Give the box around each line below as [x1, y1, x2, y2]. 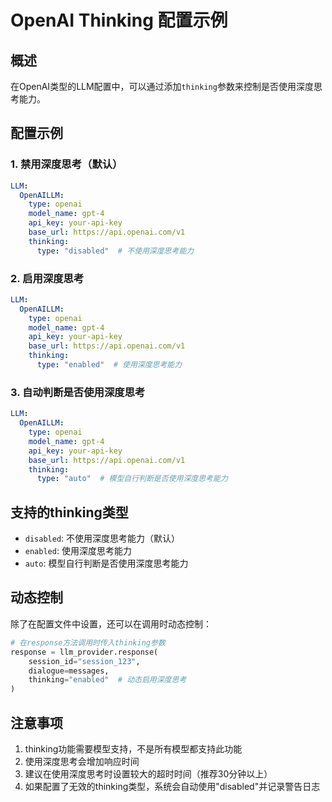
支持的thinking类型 [10, 504, 129, 521]
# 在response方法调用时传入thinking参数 [10, 637, 166, 648]
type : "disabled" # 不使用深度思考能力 [36, 246, 195, 256]
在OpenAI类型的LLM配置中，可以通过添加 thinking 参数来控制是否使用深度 [10, 81, 314, 92]
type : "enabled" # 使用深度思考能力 [36, 360, 183, 370]
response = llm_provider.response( [10, 647, 159, 657]
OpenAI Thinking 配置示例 [10, 9, 228, 32]
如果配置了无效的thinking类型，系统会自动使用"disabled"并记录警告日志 [24, 780, 321, 792]
